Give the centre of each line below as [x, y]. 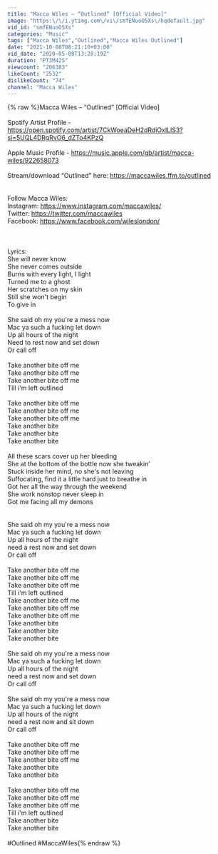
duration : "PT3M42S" [38, 61]
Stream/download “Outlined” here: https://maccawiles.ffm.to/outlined [109, 176]
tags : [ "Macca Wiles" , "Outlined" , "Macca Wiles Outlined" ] [95, 41]
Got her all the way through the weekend [67, 487]
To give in [22, 305]
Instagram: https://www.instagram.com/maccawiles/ [84, 206]
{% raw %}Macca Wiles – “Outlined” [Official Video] [84, 107]
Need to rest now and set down [53, 343]
